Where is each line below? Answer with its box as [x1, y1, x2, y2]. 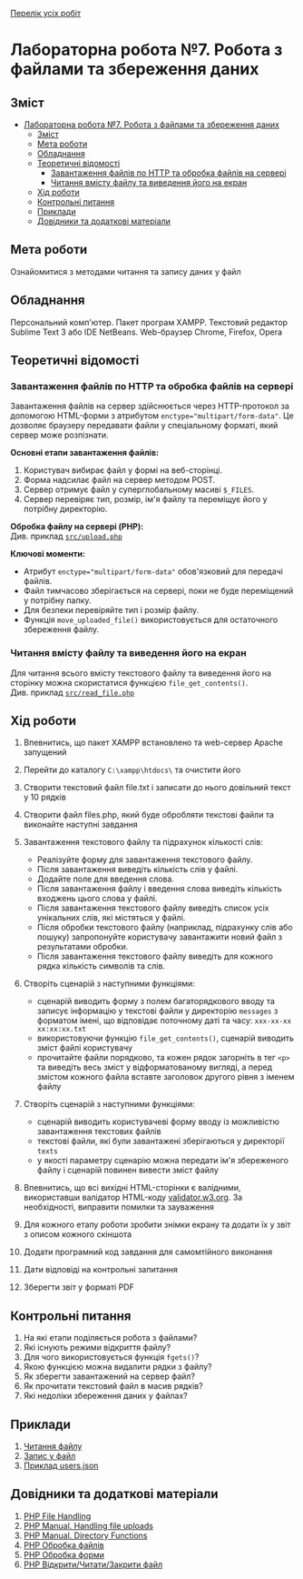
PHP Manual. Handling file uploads [23, 1520, 153, 1531]
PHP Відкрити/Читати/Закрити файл [23, 1559, 163, 1570]
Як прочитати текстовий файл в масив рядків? [23, 1381, 203, 1392]
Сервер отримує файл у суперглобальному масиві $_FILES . [23, 484, 255, 495]
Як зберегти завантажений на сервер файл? [23, 1371, 196, 1382]
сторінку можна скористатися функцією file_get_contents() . [10, 677, 249, 688]
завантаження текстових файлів [36, 1126, 161, 1137]
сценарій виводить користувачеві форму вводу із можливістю [36, 1116, 280, 1127]
